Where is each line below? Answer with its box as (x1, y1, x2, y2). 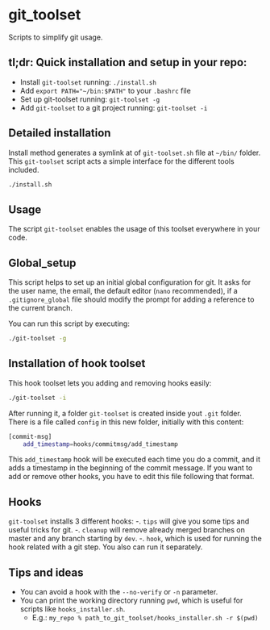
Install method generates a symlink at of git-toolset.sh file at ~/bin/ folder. (8, 148, 261, 157)
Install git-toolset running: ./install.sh (19, 77, 157, 86)
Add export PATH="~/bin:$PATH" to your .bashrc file (19, 86, 191, 95)
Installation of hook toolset (8, 357, 146, 370)
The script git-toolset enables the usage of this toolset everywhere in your (8, 224, 260, 234)
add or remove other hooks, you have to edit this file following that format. (8, 472, 255, 482)
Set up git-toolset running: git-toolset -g (19, 94, 160, 104)
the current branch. (8, 303, 73, 313)
